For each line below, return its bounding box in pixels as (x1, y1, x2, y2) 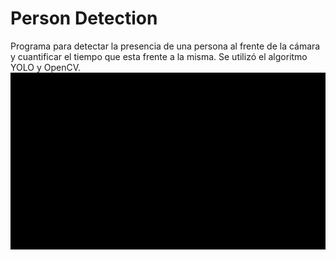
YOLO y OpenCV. (10, 61, 81, 73)
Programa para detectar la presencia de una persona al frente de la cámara (10, 40, 321, 52)
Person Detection (10, 7, 158, 30)
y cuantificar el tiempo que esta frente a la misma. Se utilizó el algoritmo (10, 50, 308, 62)
